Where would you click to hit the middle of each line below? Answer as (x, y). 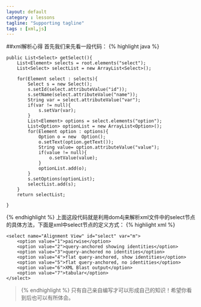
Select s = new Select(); (60, 84)
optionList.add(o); (62, 169)
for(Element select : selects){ (57, 79)
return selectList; (41, 195)
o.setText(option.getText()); (76, 142)
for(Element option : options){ (68, 132)
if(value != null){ (62, 153)
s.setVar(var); (57, 111)
